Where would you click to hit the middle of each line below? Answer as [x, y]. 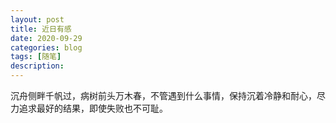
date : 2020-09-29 [46, 38]
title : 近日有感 [41, 29]
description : [37, 66]
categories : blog [46, 47]
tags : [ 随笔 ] [36, 57]
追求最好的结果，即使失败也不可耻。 [93, 108]
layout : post [37, 19]
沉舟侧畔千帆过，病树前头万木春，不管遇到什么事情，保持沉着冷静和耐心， [163, 95]
